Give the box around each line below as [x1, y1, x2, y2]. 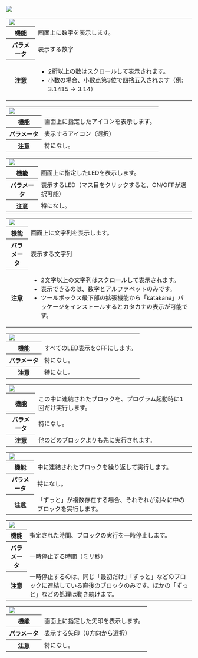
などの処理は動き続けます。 [41, 590, 118, 598]
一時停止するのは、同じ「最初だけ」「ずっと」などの [29, 572, 174, 581]
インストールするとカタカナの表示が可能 [70, 303, 183, 310]
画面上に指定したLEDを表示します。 [41, 168, 140, 176]
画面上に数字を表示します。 [38, 29, 114, 37]
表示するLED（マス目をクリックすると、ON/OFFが [41, 181, 181, 189]
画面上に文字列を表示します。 [30, 228, 113, 237]
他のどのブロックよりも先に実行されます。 [38, 436, 156, 444]
